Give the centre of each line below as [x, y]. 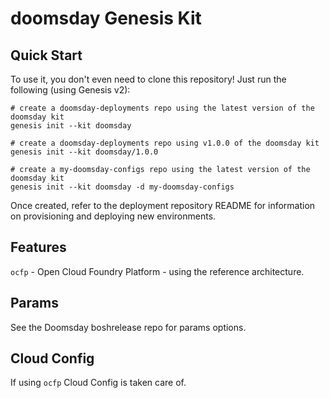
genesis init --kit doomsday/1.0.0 [84, 152]
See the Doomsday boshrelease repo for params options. [128, 327]
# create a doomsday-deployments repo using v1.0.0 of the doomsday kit [165, 143]
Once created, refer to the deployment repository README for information [163, 205]
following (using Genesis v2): [70, 90]
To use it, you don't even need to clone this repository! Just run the [148, 79]
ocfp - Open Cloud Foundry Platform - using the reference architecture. [157, 271]
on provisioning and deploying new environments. [113, 216]
